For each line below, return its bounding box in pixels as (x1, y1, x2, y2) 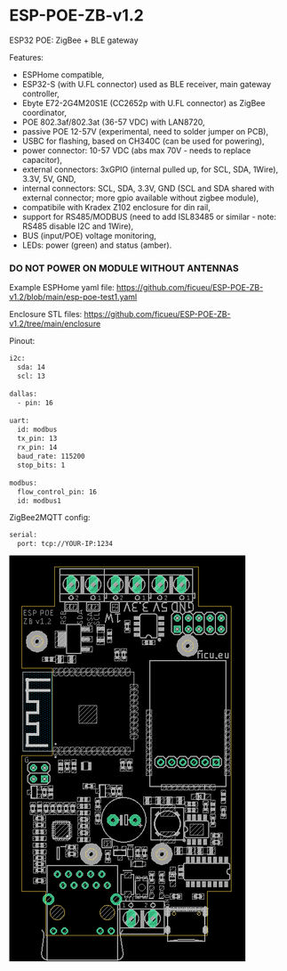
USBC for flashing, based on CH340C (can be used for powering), (21, 135, 265, 146)
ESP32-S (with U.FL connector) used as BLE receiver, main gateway (21, 78, 272, 89)
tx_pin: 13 (17, 434, 58, 444)
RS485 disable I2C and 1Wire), (21, 220, 134, 232)
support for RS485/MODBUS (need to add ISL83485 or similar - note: (21, 211, 277, 222)
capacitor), (21, 154, 62, 165)
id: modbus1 (17, 496, 62, 506)
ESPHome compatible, (21, 69, 105, 80)
